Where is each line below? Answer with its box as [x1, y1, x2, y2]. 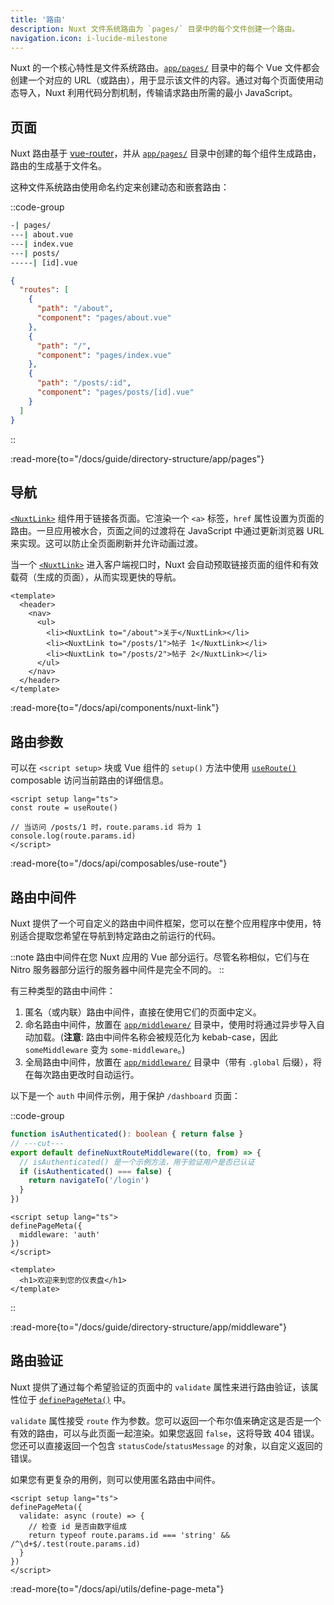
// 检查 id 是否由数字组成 [28, 1521, 127, 1531]
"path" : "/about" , [36, 304, 114, 314]
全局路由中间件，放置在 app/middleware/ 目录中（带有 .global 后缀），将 [24, 1056, 323, 1068]
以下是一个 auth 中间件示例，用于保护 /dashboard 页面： [10, 1090, 241, 1101]
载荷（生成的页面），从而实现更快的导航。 [10, 571, 182, 583]
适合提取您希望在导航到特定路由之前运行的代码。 [18, 930, 221, 941]
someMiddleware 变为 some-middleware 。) [24, 1044, 186, 1055]
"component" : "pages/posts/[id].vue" [36, 387, 195, 398]
